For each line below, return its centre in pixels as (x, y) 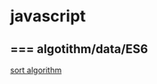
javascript (48, 16)
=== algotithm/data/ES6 (79, 49)
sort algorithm (36, 70)
